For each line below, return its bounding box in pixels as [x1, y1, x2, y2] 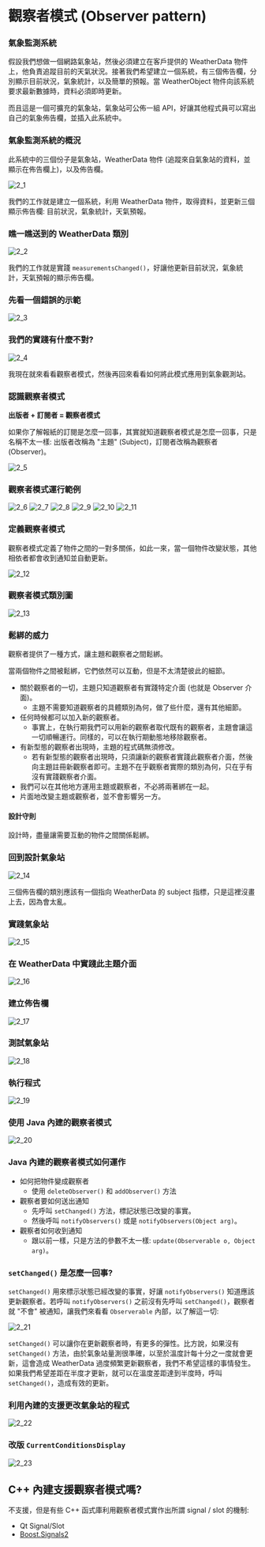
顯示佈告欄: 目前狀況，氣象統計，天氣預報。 [8, 207, 151, 216]
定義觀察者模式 [8, 524, 65, 535]
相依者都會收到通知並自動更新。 [8, 553, 112, 563]
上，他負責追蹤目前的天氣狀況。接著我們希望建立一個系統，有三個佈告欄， [8, 66, 250, 76]
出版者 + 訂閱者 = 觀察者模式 [8, 410, 101, 419]
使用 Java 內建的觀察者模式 [8, 1117, 112, 1128]
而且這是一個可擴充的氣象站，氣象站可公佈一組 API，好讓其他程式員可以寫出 [8, 104, 256, 113]
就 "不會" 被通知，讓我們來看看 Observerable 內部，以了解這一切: [8, 1306, 219, 1316]
